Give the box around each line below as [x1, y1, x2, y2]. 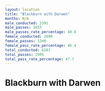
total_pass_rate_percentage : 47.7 [5, 57, 75, 61]
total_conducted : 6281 [5, 47, 51, 52]
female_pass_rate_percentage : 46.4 [5, 43, 77, 48]
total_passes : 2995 [5, 52, 44, 57]
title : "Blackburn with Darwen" [5, 12, 70, 16]
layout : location [5, 7, 40, 12]
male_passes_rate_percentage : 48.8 [5, 30, 77, 34]
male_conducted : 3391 [5, 20, 49, 26]
